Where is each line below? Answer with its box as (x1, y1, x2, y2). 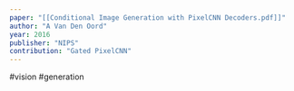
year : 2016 (9, 30, 51, 39)
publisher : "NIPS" (9, 38, 79, 48)
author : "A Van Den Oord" (9, 22, 107, 31)
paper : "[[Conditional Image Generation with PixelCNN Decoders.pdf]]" (9, 13, 286, 23)
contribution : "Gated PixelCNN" (9, 47, 132, 56)
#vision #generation (9, 71, 84, 82)
